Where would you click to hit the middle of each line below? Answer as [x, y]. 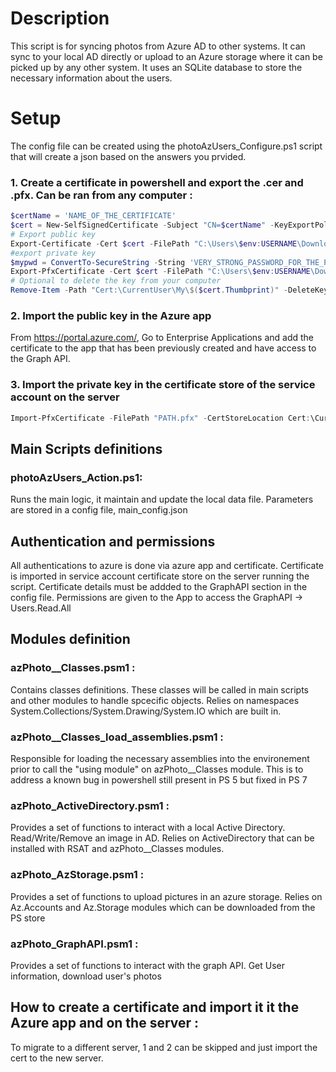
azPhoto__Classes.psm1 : [73, 668]
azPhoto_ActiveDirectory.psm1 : [90, 805]
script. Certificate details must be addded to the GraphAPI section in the [159, 587]
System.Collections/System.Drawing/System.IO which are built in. [146, 711]
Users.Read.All [41, 608]
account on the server [65, 397]
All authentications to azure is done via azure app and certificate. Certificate [167, 566]
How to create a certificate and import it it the [155, 1007]
